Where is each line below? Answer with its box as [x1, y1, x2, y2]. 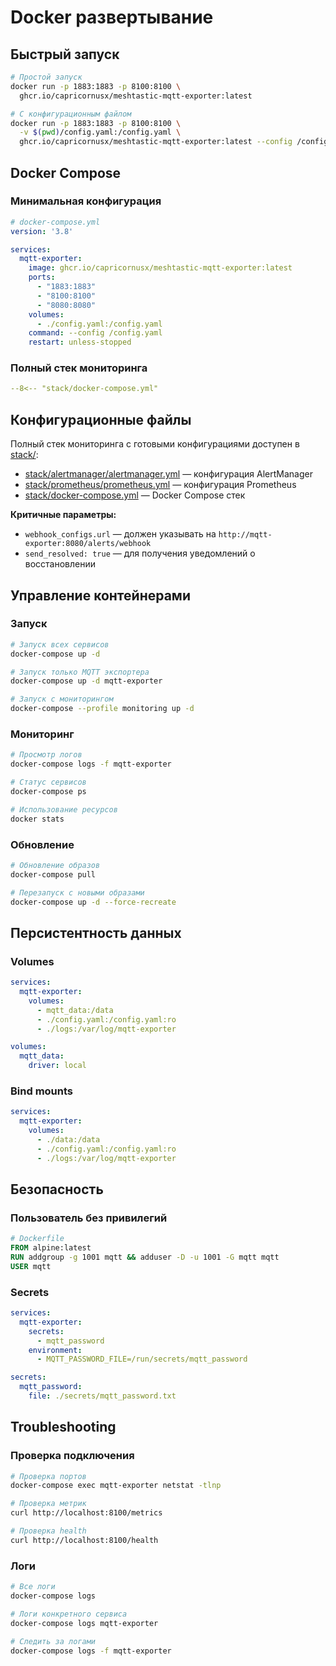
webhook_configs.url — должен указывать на [24, 528, 217, 540]
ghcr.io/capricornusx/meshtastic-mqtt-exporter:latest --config [19, 137, 293, 147]
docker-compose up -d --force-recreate [10, 897, 177, 907]
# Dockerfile [10, 1234, 65, 1244]
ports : [28, 272, 56, 283]
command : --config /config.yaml [28, 328, 163, 338]
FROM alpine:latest [10, 1243, 92, 1253]
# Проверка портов [10, 1471, 87, 1481]
